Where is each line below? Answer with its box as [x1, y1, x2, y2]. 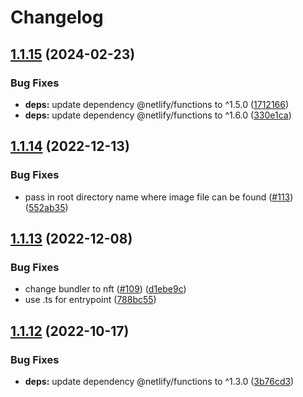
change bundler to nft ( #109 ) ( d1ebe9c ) [24, 283, 187, 295]
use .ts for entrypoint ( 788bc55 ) [24, 294, 157, 306]
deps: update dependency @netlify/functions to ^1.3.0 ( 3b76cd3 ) [24, 375, 295, 387]
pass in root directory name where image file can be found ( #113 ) [24, 191, 294, 203]
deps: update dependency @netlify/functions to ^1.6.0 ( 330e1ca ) [24, 109, 292, 121]
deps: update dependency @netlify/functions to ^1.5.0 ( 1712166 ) [24, 98, 290, 110]
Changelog [10, 6, 104, 29]
